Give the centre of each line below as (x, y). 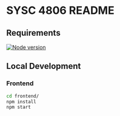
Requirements (33, 33)
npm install (21, 101)
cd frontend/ (23, 96)
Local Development (44, 66)
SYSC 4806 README (60, 11)
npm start (19, 107)
